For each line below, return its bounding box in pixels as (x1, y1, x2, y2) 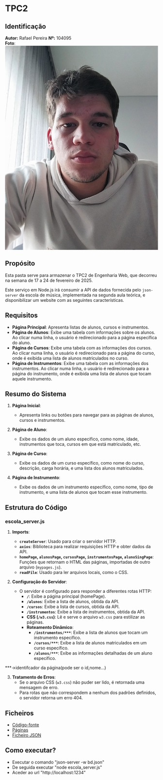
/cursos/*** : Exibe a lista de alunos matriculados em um (33, 640, 147, 646)
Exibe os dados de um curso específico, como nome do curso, (19, 460, 145, 466)
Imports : (12, 529, 30, 535)
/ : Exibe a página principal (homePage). (26, 593, 106, 599)
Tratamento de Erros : (12, 674, 56, 680)
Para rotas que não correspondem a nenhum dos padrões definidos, (19, 690, 156, 695)
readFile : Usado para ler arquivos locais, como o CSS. (19, 570, 129, 575)
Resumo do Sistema (5, 390, 66, 399)
